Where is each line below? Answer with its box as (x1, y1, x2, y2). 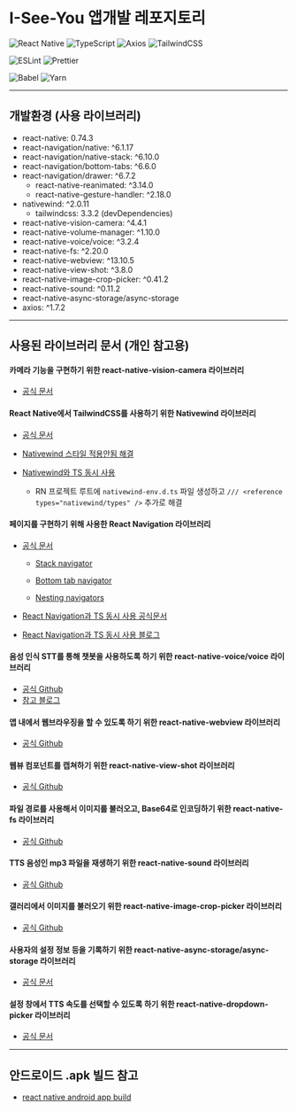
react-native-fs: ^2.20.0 (21, 245, 109, 256)
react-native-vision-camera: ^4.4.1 (21, 217, 148, 228)
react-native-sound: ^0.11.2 (21, 283, 121, 293)
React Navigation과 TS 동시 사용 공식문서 (21, 610, 168, 621)
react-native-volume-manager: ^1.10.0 (21, 227, 161, 237)
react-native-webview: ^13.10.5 (21, 254, 135, 266)
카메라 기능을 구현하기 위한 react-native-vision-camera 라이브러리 (9, 364, 245, 375)
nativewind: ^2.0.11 (21, 198, 90, 209)
